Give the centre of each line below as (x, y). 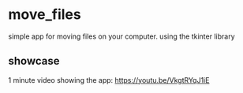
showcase (34, 61)
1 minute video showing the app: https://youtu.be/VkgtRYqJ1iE (109, 80)
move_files (45, 15)
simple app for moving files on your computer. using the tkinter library (121, 36)
